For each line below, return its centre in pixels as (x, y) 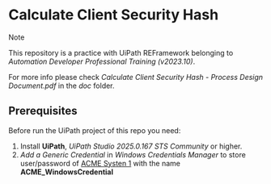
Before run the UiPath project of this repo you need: (95, 130)
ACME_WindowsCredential (67, 172)
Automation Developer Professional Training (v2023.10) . (102, 61)
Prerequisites (43, 111)
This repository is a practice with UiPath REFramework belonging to (121, 52)
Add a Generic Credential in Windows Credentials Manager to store (133, 154)
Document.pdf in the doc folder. (61, 86)
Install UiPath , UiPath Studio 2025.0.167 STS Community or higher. (131, 146)
